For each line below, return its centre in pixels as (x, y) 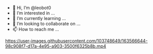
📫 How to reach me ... (36, 29)
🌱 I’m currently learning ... (39, 18)
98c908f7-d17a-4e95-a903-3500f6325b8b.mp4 (56, 46)
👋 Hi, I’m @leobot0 (32, 8)
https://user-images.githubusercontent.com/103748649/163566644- (76, 41)
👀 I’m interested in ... (34, 13)
